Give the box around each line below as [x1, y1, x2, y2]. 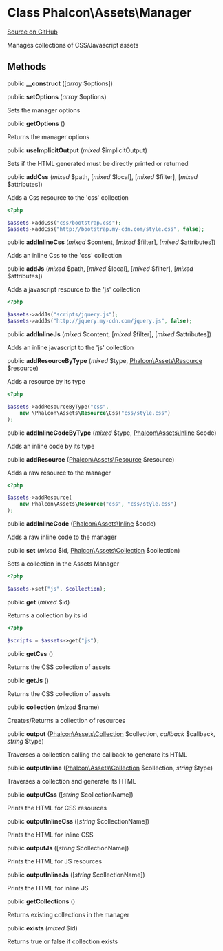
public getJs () [7, 676, 50, 684]
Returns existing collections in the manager [7, 910, 130, 919]
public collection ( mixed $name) [7, 703, 100, 711]
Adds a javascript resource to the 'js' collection [7, 285, 141, 294]
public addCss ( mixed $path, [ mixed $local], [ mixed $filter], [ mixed [7, 172, 198, 181]
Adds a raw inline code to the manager [7, 533, 117, 541]
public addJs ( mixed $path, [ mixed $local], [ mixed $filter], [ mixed [7, 265, 194, 273]
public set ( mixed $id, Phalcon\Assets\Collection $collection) [7, 546, 180, 554]
